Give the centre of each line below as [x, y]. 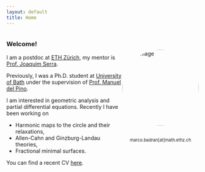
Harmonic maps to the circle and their [63, 125]
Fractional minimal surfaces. [51, 151]
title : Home [21, 18]
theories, [26, 144]
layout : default [27, 12]
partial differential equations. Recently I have [62, 106]
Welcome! [22, 44]
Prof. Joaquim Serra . [32, 64]
